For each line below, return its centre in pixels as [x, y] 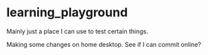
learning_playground [67, 13]
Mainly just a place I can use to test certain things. [77, 31]
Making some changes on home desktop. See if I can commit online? [104, 44]
